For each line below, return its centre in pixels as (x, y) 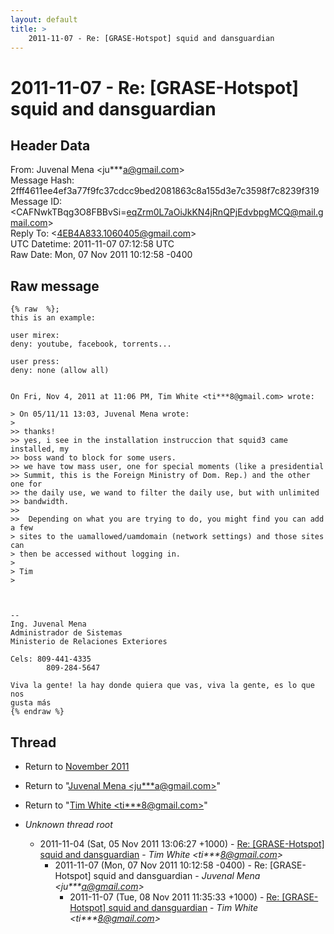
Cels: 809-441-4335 (51, 659)
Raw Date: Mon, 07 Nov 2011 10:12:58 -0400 (101, 255)
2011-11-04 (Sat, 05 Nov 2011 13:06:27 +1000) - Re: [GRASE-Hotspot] (182, 844)
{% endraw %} (37, 712)
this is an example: (53, 318)
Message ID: (36, 202)
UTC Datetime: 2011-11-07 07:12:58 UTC (92, 244)
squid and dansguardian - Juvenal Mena (177, 875)
